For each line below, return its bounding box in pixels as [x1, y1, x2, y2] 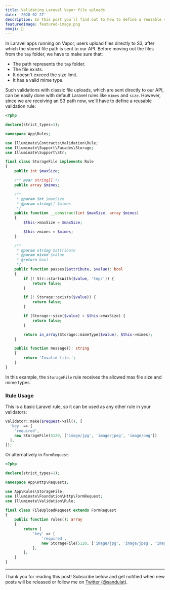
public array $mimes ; [14, 182, 60, 188]
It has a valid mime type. [12, 77, 64, 83]
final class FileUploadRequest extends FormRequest [5, 508, 116, 513]
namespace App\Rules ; [5, 131, 51, 136]
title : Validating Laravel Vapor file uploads [5, 7, 105, 13]
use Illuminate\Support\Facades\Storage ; [5, 145, 94, 150]
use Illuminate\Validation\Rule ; [5, 499, 76, 504]
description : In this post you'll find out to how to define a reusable [5, 17, 162, 22]
